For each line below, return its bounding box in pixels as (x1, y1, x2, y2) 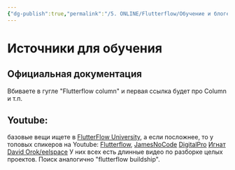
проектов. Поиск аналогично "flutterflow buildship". (7, 155, 160, 164)
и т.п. (7, 94, 23, 102)
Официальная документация (7, 68, 142, 80)
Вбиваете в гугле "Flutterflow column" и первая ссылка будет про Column (7, 87, 227, 95)
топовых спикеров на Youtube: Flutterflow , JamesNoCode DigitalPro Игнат (7, 141, 226, 149)
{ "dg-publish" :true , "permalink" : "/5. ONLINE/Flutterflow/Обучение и (7, 10, 211, 17)
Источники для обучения (7, 40, 163, 56)
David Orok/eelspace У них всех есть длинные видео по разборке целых (7, 148, 223, 156)
